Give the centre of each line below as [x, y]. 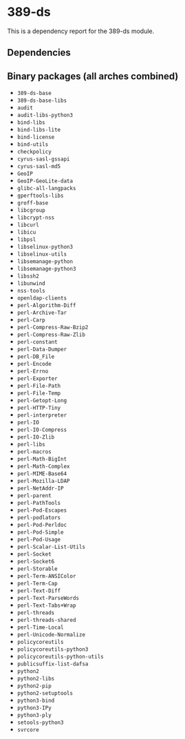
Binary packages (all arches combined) [93, 76]
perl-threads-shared [46, 621]
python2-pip [34, 686]
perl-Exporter [37, 379]
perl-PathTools [39, 503]
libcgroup [31, 211]
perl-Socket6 [36, 562]
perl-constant [37, 342]
